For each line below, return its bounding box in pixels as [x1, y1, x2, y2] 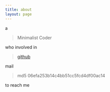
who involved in [5, 44, 37, 50]
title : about [5, 7, 32, 12]
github [17, 53, 31, 59]
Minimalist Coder [17, 35, 52, 41]
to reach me [5, 82, 30, 88]
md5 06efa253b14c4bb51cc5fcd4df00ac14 [17, 72, 106, 78]
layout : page [5, 12, 32, 17]
